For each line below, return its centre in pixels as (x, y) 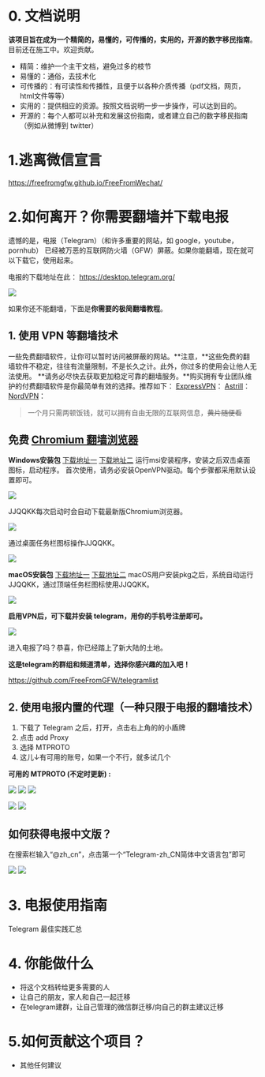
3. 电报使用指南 (58, 906)
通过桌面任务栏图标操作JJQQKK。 (64, 543)
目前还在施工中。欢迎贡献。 (53, 49)
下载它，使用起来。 (46, 260)
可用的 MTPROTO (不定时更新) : (60, 774)
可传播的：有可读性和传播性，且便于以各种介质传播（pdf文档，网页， (132, 86)
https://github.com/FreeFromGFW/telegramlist (84, 681)
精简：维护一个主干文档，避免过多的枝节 (85, 66)
